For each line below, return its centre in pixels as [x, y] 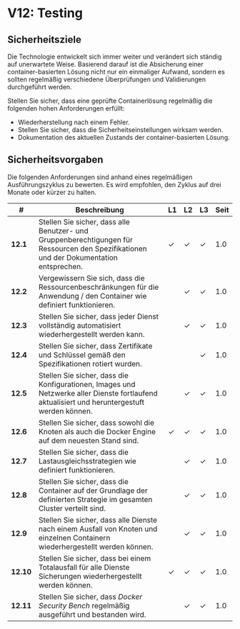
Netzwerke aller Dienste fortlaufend [98, 393]
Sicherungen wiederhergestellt [90, 576]
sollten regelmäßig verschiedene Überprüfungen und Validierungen [107, 79]
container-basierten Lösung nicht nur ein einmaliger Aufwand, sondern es [116, 72]
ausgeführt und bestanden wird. [92, 614]
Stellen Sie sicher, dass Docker [90, 596]
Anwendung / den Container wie [92, 296]
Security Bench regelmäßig [84, 605]
